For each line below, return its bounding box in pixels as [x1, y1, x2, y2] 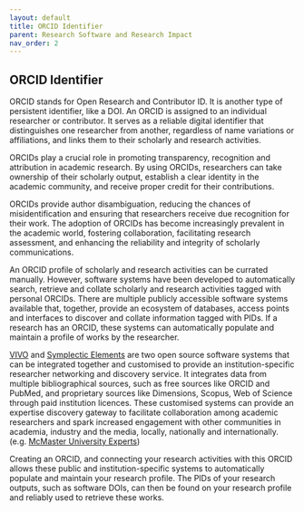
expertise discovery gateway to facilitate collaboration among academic [9, 407, 279, 418]
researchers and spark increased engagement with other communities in [9, 417, 281, 428]
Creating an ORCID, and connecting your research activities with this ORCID [9, 454, 293, 465]
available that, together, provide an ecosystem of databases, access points [9, 303, 290, 314]
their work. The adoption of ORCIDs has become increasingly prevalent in [9, 218, 285, 229]
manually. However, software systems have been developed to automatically [9, 274, 296, 285]
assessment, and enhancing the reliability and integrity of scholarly [9, 237, 260, 248]
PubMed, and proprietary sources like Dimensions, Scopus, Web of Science [9, 388, 293, 399]
